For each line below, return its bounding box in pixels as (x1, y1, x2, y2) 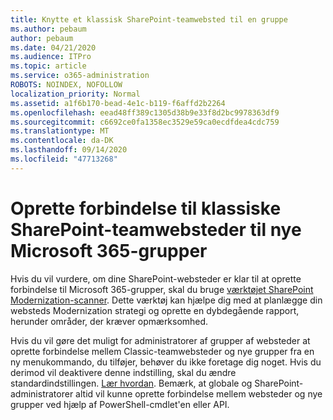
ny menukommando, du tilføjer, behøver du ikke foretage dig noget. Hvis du (10, 356, 322, 368)
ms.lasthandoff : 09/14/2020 (10, 145, 128, 155)
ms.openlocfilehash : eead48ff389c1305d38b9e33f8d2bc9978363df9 (10, 107, 280, 118)
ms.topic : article (10, 61, 87, 71)
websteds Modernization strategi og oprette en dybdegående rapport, (10, 304, 300, 316)
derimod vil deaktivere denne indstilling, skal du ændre (10, 366, 237, 378)
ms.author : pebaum (10, 24, 87, 34)
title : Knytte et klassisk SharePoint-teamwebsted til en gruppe (10, 14, 288, 25)
